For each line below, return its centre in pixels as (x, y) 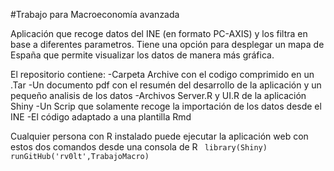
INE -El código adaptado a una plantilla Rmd (101, 117)
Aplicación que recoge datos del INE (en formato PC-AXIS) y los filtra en (159, 33)
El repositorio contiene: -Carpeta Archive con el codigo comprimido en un (162, 74)
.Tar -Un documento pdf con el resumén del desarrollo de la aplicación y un (166, 85)
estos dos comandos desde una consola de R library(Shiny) (139, 147)
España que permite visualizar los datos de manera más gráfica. (142, 55)
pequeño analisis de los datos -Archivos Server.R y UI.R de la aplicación (158, 95)
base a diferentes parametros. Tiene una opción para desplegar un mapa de (167, 44)
